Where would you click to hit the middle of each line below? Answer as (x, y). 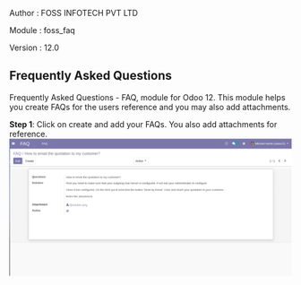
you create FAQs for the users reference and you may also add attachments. (150, 107)
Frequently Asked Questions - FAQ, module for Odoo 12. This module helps (147, 97)
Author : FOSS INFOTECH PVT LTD (74, 13)
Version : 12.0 (34, 47)
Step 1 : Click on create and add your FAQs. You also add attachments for (143, 124)
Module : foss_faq (43, 30)
